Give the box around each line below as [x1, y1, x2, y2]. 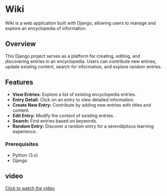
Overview [5, 40, 36, 48]
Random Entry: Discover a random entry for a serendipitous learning [12, 123, 154, 129]
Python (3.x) [12, 152, 38, 158]
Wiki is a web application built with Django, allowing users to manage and [5, 20, 156, 26]
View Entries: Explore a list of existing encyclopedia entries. [12, 91, 137, 97]
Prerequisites [5, 141, 38, 148]
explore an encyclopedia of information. [5, 25, 87, 31]
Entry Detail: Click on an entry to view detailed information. [12, 96, 135, 103]
